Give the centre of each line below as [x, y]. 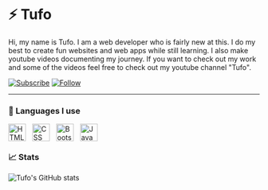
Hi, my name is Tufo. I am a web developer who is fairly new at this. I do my [132, 42]
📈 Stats [24, 157]
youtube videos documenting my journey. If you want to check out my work [132, 59]
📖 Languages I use [45, 111]
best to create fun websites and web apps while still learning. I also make [128, 50]
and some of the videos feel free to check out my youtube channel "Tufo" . [130, 67]
